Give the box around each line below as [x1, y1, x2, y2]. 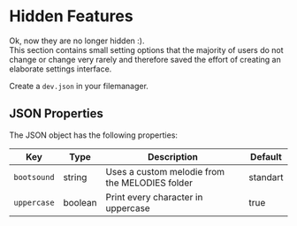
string [63, 170, 88, 183]
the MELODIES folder [105, 177, 193, 189]
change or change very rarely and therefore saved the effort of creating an [9, 54, 281, 64]
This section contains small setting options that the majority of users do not [9, 44, 285, 55]
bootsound [13, 172, 55, 182]
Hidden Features [9, 6, 134, 26]
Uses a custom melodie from [105, 165, 225, 177]
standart [248, 170, 284, 183]
